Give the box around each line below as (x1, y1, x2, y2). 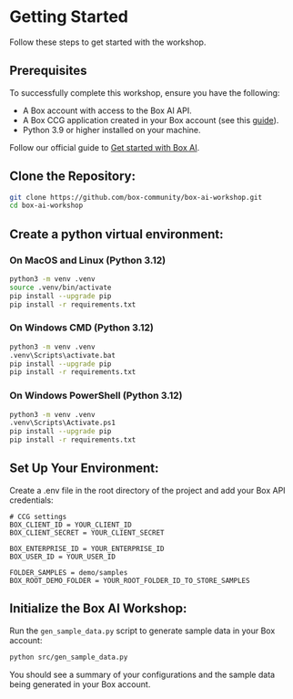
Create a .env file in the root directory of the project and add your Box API (9, 485, 286, 496)
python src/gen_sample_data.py (9, 652, 128, 662)
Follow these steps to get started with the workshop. (9, 37, 207, 47)
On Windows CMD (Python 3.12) (9, 321, 155, 334)
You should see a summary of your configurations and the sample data (9, 669, 276, 680)
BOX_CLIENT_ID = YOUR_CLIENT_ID (9, 520, 132, 529)
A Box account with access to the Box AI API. (22, 105, 193, 116)
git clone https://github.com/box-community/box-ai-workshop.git (9, 193, 262, 202)
